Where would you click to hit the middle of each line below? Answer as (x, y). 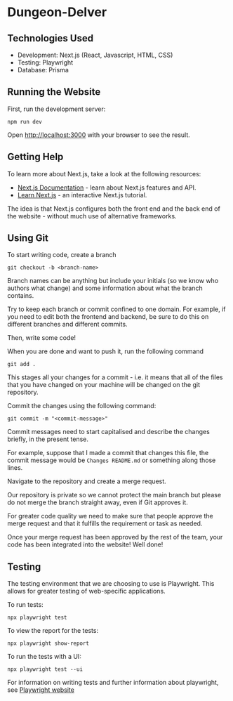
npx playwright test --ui (45, 669)
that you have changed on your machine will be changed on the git (104, 385)
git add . (22, 365)
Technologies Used (50, 38)
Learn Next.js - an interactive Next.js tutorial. (82, 195)
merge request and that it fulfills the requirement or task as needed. (105, 523)
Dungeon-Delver (57, 12)
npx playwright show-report (48, 643)
